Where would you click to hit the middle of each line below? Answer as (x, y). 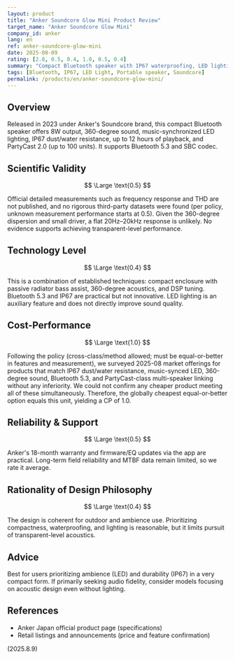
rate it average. (29, 468)
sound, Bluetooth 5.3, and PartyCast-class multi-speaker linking (121, 378)
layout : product (31, 14)
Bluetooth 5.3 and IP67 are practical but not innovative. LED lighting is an (112, 296)
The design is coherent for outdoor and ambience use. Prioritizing (102, 520)
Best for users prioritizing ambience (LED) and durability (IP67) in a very (111, 574)
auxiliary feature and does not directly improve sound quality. (95, 303)
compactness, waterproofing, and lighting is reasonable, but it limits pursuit (116, 528)
